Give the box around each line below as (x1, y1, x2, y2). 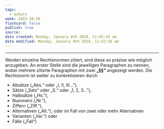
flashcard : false (5, 21, 41, 26)
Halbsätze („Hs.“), (12, 92, 49, 98)
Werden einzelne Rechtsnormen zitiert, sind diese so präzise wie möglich (5, 57, 153, 63)
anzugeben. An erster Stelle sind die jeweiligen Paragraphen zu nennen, (5, 62, 150, 68)
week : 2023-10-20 (5, 16, 41, 21)
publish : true (5, 25, 34, 30)
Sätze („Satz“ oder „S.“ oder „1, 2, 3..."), (12, 87, 92, 93)
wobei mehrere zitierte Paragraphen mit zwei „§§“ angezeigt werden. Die (5, 67, 152, 73)
